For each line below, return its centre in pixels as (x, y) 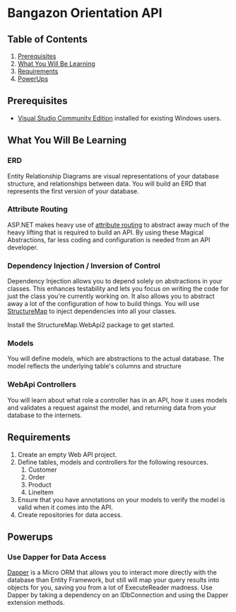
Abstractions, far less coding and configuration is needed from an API (109, 239)
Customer (43, 470)
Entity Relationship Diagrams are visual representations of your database (113, 176)
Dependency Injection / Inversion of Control (84, 266)
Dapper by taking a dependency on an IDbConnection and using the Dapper (118, 595)
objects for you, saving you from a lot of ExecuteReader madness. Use (110, 588)
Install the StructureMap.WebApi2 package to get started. (91, 325)
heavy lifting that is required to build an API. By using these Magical (105, 232)
